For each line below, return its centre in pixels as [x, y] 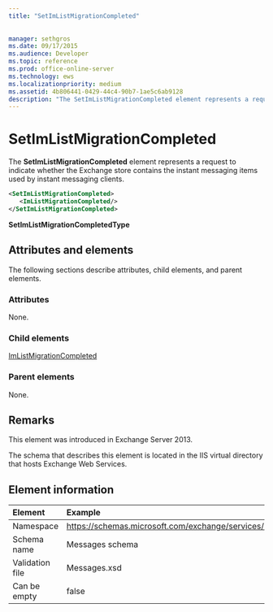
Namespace [36, 527]
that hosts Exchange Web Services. [68, 464]
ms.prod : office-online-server [61, 69]
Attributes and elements [71, 250]
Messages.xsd [94, 568]
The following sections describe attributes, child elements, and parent [125, 270]
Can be [26, 586]
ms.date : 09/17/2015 [43, 46]
